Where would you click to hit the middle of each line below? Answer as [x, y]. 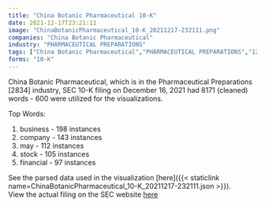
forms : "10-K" [32, 60]
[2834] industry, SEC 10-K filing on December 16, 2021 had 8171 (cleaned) [128, 90]
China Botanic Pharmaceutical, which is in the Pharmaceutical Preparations [131, 81]
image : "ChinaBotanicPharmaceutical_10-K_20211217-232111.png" [114, 30]
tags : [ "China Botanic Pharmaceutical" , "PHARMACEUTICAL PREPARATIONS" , [128, 52]
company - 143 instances [61, 137]
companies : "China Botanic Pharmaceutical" [81, 37]
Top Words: [27, 113]
